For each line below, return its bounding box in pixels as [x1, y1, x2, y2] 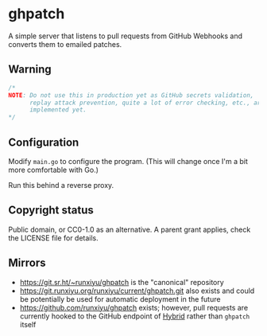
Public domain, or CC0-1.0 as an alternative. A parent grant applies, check [8, 225, 251, 234]
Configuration [8, 135, 79, 149]
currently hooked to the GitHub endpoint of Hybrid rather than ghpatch [19, 311, 250, 321]
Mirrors [8, 256, 46, 270]
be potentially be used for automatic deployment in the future [19, 294, 221, 303]
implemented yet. [29, 106, 87, 114]
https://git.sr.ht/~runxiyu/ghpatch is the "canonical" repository [19, 277, 224, 287]
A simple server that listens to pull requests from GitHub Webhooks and [8, 31, 243, 41]
